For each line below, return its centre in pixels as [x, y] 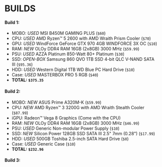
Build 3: [12, 160]
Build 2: [12, 91]
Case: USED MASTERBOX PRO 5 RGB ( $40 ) [55, 75]
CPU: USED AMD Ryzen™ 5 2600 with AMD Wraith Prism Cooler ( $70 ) [81, 38]
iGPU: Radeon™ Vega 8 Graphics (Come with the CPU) [66, 118]
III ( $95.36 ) [22, 65]
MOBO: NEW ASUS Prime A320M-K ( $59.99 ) [57, 102]
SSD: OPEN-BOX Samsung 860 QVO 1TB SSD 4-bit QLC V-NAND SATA [83, 59]
